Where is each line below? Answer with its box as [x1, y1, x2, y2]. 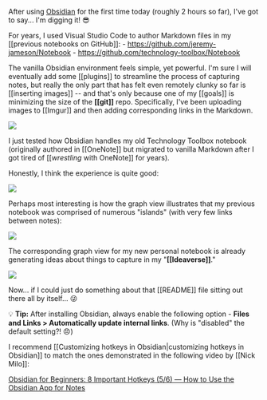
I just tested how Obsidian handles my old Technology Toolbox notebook [8, 136, 247, 145]
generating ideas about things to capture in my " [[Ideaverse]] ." [8, 255, 216, 264]
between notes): [8, 216, 62, 225]
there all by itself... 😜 [8, 294, 78, 303]
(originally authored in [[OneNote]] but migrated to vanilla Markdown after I [8, 145, 254, 154]
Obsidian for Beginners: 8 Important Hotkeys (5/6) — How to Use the [8, 374, 235, 384]
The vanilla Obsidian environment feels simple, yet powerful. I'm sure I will [8, 63, 252, 73]
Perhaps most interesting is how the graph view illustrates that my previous [8, 199, 255, 208]
